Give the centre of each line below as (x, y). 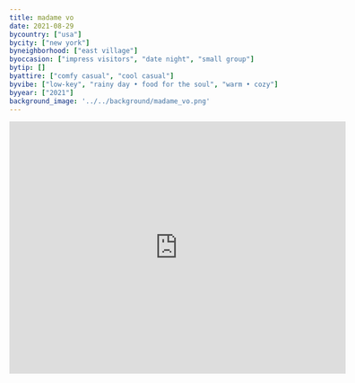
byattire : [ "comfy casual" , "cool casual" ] (92, 76)
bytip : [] (28, 68)
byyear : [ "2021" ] (42, 92)
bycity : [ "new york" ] (50, 43)
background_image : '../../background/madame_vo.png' (110, 101)
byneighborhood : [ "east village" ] (74, 51)
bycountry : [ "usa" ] (46, 34)
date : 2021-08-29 (42, 26)
